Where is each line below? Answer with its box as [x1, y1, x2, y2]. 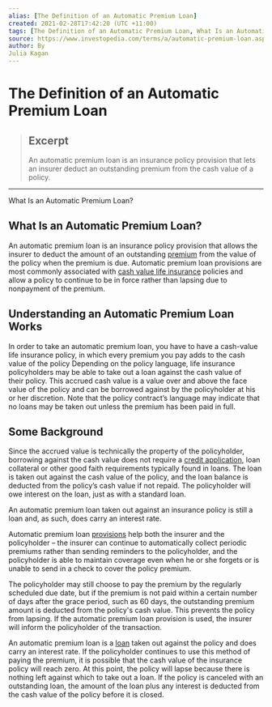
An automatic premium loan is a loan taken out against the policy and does [8, 638, 257, 648]
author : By [8, 42, 45, 50]
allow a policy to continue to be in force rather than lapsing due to [8, 275, 228, 284]
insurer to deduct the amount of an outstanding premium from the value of [8, 249, 257, 259]
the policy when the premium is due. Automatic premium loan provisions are [8, 258, 262, 267]
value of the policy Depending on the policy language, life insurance [8, 358, 236, 368]
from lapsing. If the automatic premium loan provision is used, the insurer [8, 614, 253, 624]
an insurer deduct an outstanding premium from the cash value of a [28, 164, 253, 173]
